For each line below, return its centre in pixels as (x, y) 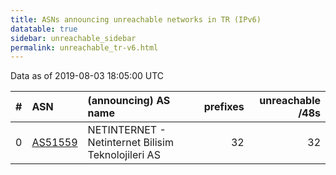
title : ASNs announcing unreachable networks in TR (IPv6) (136, 19)
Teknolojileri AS (124, 155)
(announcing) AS (129, 101)
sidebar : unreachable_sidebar (73, 38)
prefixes (224, 107)
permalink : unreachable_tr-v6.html (84, 47)
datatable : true (44, 29)
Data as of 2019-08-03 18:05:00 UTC (87, 76)
